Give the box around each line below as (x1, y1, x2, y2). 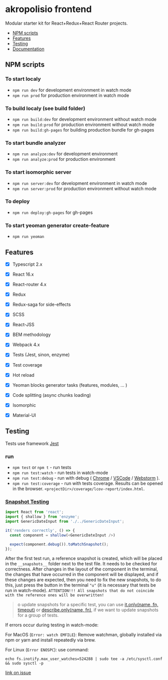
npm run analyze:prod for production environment (12, 156, 116, 162)
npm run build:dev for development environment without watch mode (12, 116, 157, 122)
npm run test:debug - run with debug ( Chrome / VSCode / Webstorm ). (12, 475, 160, 481)
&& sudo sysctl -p (5, 661, 44, 666)
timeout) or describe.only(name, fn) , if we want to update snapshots (17, 607, 159, 613)
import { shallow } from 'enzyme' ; (5, 514, 80, 519)
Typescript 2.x (12, 261, 43, 267)
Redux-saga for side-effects (12, 301, 71, 307)
